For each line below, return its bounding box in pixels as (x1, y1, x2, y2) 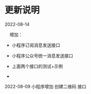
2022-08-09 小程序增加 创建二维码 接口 (4, 83, 87, 90)
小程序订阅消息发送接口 (11, 42, 60, 48)
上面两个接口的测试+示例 (11, 63, 63, 69)
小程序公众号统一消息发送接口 (11, 53, 73, 59)
